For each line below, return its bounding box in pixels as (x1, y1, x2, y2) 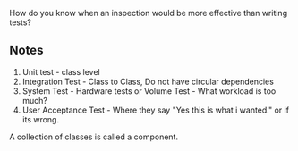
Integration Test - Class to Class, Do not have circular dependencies (21, 76, 275, 87)
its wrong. (21, 113, 60, 124)
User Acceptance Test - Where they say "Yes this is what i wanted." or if (21, 105, 289, 115)
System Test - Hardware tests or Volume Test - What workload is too (21, 85, 277, 96)
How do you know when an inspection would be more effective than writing (9, 8, 288, 18)
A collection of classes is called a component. (9, 131, 179, 142)
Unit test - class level (21, 66, 100, 77)
